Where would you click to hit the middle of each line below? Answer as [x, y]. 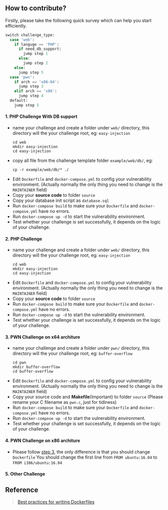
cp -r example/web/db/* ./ [41, 170]
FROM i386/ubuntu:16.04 [37, 463]
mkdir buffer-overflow [36, 367]
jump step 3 [31, 87]
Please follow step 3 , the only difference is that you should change [81, 452]
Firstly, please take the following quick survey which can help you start [78, 20]
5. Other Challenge [25, 474]
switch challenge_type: [30, 35]
